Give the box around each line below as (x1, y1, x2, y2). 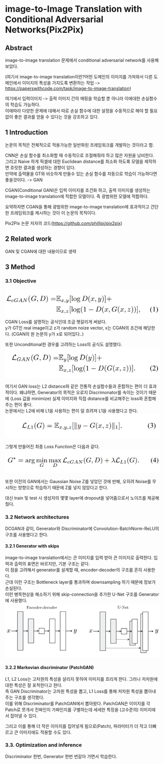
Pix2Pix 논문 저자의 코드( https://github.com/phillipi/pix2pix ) (5, 220, 122, 226)
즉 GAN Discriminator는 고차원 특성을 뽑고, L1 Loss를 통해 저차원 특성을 (5, 688, 143, 694)
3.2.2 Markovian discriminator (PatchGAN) (5, 664, 94, 670)
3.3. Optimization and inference (5, 741, 82, 748)
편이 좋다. (14, 401, 33, 407)
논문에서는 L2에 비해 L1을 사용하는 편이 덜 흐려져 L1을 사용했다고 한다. (5, 408, 138, 414)
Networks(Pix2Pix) (5, 24, 84, 35)
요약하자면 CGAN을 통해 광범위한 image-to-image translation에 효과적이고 (5, 204, 150, 209)
